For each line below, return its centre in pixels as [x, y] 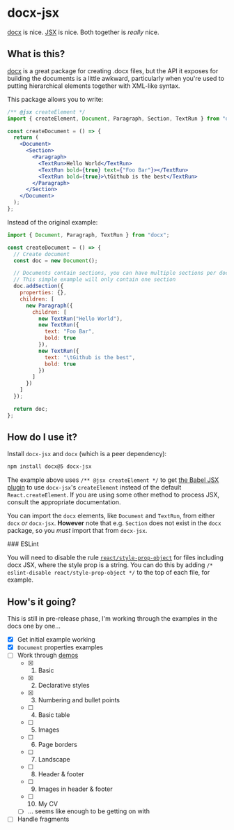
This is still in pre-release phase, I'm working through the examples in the [112, 619]
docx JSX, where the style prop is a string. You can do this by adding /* [110, 565]
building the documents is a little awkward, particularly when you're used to [116, 78]
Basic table [54, 715]
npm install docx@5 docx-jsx [49, 467]
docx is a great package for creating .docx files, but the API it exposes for [113, 70]
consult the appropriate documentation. [64, 502]
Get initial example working [56, 640]
